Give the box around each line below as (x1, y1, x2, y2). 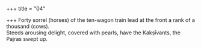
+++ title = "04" (6, 5, 46, 12)
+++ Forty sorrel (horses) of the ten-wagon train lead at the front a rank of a (6, 17, 196, 23)
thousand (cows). (6, 23, 50, 30)
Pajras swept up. (6, 36, 48, 42)
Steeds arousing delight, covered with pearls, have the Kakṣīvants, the (6, 29, 181, 36)
